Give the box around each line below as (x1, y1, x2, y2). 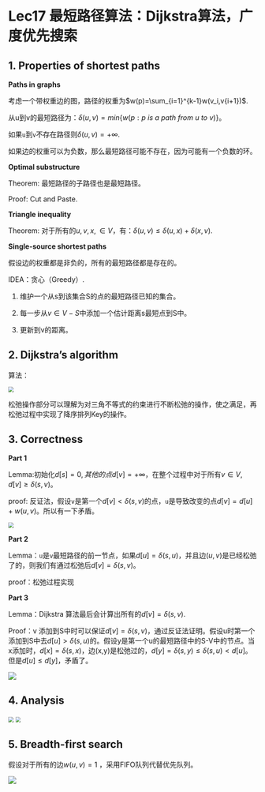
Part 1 (8, 453, 28, 463)
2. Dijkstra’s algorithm (8, 348, 118, 362)
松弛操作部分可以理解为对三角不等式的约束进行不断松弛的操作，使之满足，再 (8, 400, 257, 409)
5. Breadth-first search (8, 738, 124, 751)
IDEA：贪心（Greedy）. (8, 275, 85, 284)
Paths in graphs (8, 80, 61, 89)
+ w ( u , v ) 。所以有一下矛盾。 (8, 506, 99, 516)
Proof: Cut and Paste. (8, 194, 78, 204)
